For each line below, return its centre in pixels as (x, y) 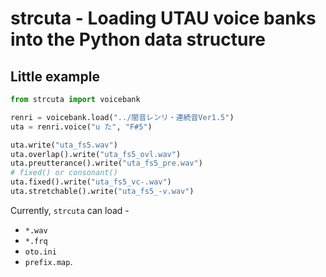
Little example (55, 76)
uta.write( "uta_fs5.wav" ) (64, 145)
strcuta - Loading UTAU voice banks (163, 18)
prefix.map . (48, 261)
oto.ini (40, 252)
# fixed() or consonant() (64, 173)
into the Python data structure (138, 39)
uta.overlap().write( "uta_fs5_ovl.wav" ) (96, 154)
